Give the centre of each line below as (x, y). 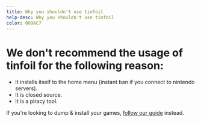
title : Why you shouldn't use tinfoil (55, 12)
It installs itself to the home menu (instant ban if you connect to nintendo (105, 82)
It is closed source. (39, 95)
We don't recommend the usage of (95, 53)
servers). (26, 88)
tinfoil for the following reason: (85, 65)
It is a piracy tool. (36, 101)
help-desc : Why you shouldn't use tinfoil (60, 17)
